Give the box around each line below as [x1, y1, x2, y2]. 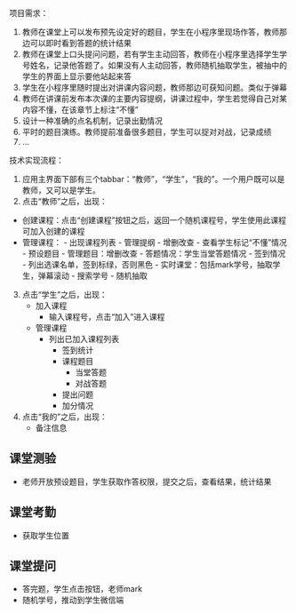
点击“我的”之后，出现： [21, 411, 108, 422]
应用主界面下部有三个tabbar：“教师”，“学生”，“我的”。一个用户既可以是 [21, 174, 285, 184]
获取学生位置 [21, 529, 69, 540]
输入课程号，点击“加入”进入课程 [48, 312, 165, 322]
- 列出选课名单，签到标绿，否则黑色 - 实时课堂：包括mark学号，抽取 [21, 259, 273, 269]
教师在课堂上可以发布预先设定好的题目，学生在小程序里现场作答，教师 [21, 27, 280, 37]
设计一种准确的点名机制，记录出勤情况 [21, 115, 163, 126]
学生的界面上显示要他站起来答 [21, 71, 132, 82]
